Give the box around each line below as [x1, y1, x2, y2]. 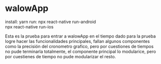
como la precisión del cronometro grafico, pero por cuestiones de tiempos [5, 43, 154, 49]
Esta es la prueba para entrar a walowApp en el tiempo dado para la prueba [5, 33, 156, 39]
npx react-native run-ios [5, 24, 54, 29]
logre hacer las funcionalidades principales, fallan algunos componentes [5, 38, 150, 44]
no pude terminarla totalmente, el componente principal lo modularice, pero [5, 49, 156, 54]
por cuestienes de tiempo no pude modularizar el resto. [5, 53, 116, 59]
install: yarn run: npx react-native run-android [5, 19, 96, 25]
